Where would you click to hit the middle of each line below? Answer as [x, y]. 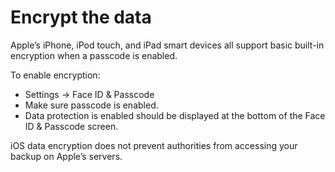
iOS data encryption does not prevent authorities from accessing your [154, 145]
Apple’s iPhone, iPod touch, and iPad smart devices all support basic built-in [167, 45]
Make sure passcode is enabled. [91, 105]
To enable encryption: [55, 75]
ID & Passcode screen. [71, 126]
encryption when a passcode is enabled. [94, 55]
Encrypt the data [81, 17]
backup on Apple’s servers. [66, 156]
